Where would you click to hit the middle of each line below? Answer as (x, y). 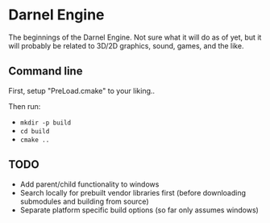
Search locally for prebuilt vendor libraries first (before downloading (133, 192)
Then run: (25, 106)
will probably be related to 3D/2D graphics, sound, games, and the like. (126, 45)
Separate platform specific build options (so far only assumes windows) (139, 210)
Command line (46, 72)
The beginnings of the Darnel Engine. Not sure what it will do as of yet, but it (135, 37)
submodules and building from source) (84, 201)
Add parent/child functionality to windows (89, 184)
